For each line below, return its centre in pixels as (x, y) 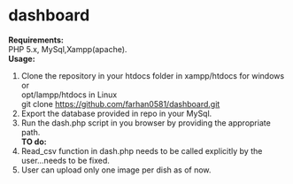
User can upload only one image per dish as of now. (116, 170)
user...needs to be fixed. (65, 160)
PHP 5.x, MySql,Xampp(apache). (68, 49)
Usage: (22, 58)
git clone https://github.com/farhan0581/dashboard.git (120, 103)
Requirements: (36, 40)
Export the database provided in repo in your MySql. (116, 113)
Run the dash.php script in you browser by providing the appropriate (146, 123)
